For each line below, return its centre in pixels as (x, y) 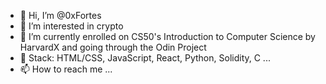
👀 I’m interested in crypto (71, 26)
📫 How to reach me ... (66, 69)
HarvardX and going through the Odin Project (113, 47)
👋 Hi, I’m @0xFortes (60, 15)
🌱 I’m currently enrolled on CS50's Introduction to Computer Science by (167, 36)
